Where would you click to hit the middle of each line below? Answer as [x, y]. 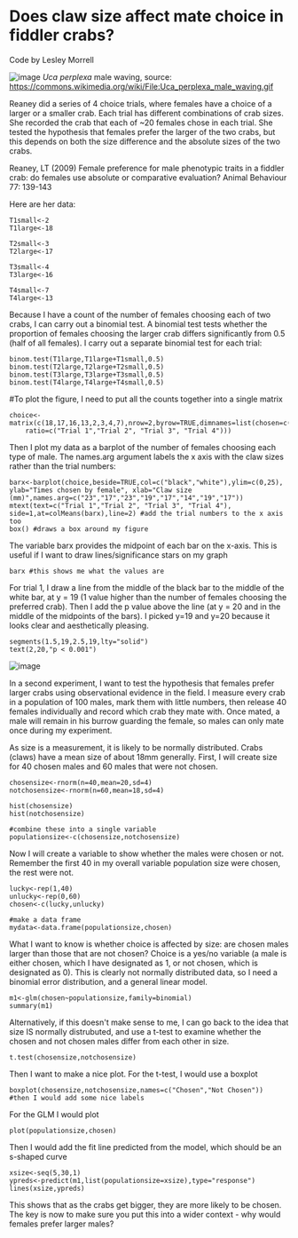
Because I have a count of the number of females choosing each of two [140, 314]
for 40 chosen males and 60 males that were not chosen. [114, 766]
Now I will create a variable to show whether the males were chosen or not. [147, 853]
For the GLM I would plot [54, 1114]
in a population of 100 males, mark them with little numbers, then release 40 [148, 702]
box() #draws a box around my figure [79, 529]
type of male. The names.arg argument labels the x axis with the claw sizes [146, 456]
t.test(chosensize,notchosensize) [73, 1057]
